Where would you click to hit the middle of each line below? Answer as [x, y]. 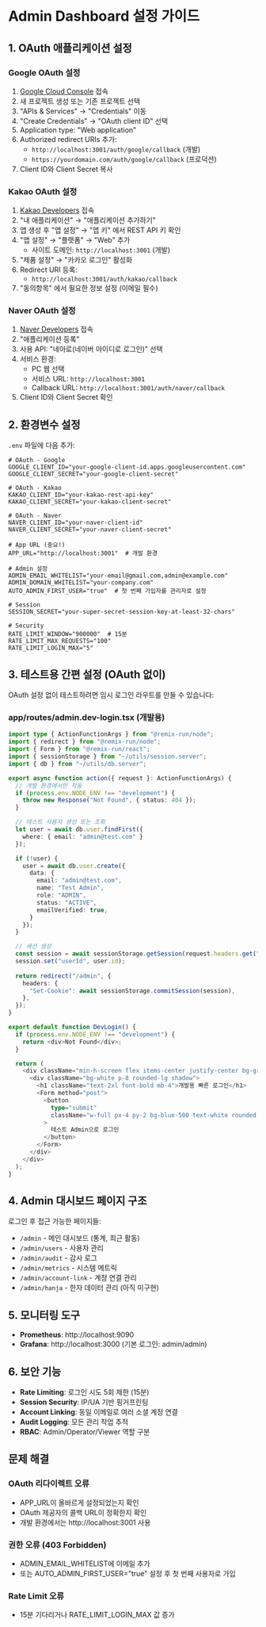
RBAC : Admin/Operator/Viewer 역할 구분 [85, 1431]
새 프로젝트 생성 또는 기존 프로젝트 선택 [80, 101]
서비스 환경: [38, 359]
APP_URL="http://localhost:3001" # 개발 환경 [83, 553]
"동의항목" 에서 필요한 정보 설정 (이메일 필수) [89, 288]
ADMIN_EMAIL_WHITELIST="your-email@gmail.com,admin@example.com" [118, 576]
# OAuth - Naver [35, 516]
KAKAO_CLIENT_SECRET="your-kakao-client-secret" [90, 502]
